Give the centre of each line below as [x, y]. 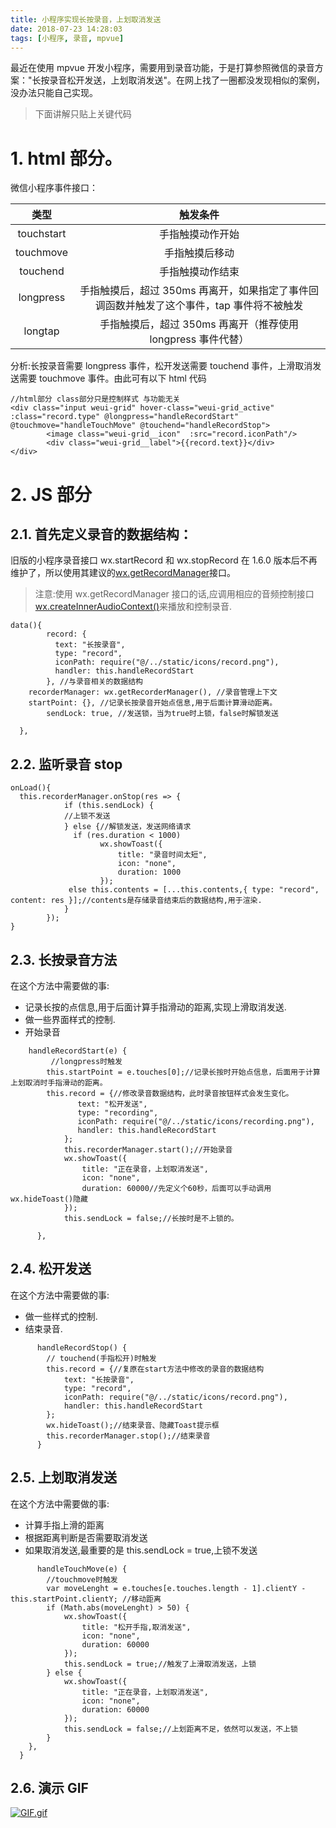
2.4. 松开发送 [51, 1269]
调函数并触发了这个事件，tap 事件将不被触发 [199, 306]
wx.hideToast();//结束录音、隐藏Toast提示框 [133, 1425]
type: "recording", [118, 1112]
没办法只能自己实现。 [54, 93]
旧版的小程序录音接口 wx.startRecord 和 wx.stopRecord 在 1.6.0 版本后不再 [164, 560]
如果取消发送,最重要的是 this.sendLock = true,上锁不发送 [141, 1550]
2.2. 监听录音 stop [66, 764]
